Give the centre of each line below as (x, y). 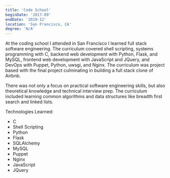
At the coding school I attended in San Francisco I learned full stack (76, 43)
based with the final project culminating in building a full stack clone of (79, 70)
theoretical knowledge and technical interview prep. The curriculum (76, 91)
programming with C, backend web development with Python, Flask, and (81, 54)
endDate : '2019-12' (26, 19)
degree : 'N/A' (20, 29)
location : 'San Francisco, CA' (38, 24)
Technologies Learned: (29, 112)
